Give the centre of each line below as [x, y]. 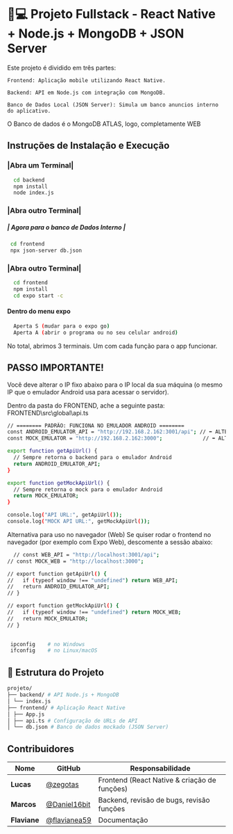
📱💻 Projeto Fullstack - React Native [112, 14]
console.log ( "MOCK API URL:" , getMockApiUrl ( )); [79, 522]
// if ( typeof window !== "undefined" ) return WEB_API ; [93, 580]
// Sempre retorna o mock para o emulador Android [88, 489]
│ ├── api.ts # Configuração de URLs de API [72, 721]
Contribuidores [41, 749]
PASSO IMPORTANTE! [55, 368]
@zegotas [62, 785]
